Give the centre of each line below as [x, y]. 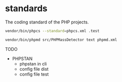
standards [26, 9]
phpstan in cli [33, 63]
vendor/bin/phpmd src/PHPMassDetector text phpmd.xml [61, 40]
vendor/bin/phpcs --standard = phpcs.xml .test [52, 31]
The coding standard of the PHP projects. [47, 22]
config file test [34, 74]
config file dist [34, 69]
